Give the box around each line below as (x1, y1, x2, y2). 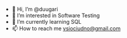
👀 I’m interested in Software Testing (11, 12, 100, 19)
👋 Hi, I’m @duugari (11, 6, 58, 12)
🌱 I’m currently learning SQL (11, 18, 82, 25)
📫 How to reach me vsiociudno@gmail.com (11, 25, 121, 32)
